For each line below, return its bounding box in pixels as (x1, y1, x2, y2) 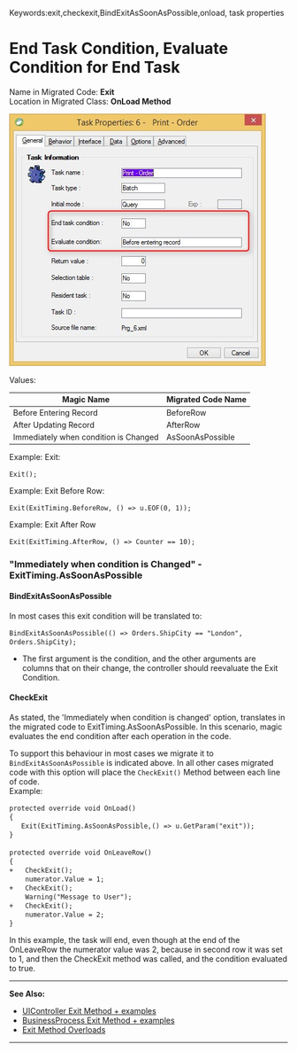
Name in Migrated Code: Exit (9, 86, 115, 97)
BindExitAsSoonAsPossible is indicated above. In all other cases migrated (9, 758, 274, 768)
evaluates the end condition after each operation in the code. (9, 731, 232, 742)
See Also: (9, 988, 46, 1000)
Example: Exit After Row (9, 518, 96, 530)
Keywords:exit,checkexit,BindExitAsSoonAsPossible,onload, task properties (9, 8, 285, 18)
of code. (9, 776, 40, 787)
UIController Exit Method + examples (21, 1006, 156, 1017)
